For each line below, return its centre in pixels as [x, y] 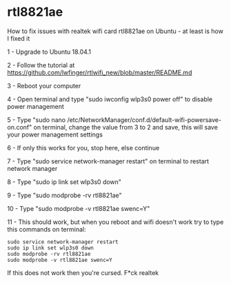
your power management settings [55, 134]
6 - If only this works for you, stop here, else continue [83, 148]
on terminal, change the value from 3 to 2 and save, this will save [126, 127]
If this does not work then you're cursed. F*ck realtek [83, 272]
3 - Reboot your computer [44, 85]
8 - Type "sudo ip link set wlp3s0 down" [64, 182]
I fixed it [19, 38]
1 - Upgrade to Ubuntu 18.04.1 [49, 52]
